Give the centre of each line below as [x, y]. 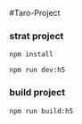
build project [37, 93]
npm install [31, 54]
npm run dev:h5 [37, 70]
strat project [37, 36]
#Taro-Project [35, 13]
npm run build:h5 [41, 111]
